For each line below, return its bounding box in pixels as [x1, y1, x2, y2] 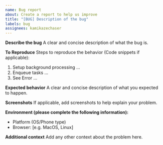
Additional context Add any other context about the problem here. [5, 134, 143, 140]
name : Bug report [5, 7, 42, 12]
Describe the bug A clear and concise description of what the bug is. [5, 39, 148, 45]
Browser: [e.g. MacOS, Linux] [12, 124, 74, 130]
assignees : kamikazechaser [5, 26, 62, 31]
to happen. [5, 90, 28, 96]
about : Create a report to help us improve [5, 12, 98, 17]
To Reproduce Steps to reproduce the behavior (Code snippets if [5, 49, 140, 55]
